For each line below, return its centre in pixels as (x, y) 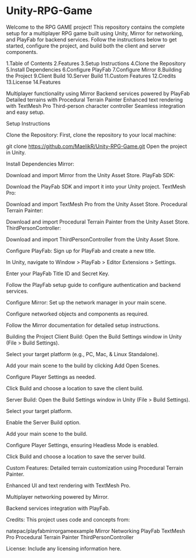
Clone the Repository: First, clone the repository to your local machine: (91, 135)
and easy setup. (25, 112)
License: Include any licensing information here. (64, 548)
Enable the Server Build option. (43, 422)
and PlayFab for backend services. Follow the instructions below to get (92, 39)
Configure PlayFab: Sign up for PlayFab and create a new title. (81, 251)
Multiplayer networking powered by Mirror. (58, 496)
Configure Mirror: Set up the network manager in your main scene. (86, 302)
